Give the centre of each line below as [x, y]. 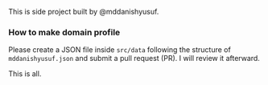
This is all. [25, 74]
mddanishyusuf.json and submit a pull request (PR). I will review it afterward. [134, 59]
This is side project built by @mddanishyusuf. [84, 12]
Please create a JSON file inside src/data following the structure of [120, 50]
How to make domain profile [64, 32]
